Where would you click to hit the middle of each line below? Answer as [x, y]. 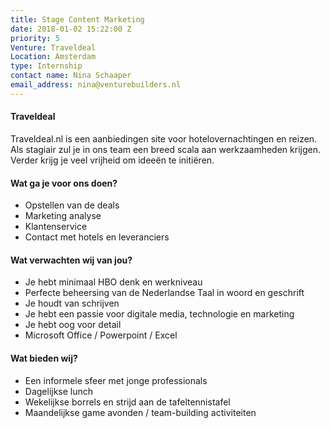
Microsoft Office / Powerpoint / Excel [101, 335]
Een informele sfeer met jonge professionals [116, 380]
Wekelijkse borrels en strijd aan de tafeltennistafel [127, 402]
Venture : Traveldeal [53, 47]
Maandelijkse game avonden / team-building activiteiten [140, 412]
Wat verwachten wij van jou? [71, 260]
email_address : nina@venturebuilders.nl [96, 85]
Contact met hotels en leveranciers [97, 237]
